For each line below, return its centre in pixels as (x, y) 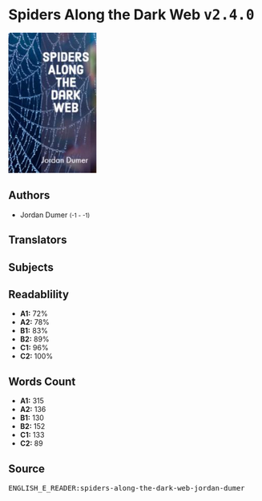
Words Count (42, 381)
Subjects (31, 267)
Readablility (39, 294)
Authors (29, 195)
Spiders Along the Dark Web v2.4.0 (131, 15)
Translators (38, 240)
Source (27, 469)
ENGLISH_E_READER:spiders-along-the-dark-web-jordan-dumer (127, 488)
